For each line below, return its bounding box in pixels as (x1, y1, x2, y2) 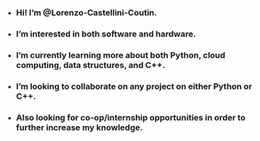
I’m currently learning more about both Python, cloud (15, 49, 226, 60)
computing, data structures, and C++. (15, 59, 165, 70)
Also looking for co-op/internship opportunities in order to (15, 112, 246, 123)
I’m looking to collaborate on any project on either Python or (15, 81, 253, 92)
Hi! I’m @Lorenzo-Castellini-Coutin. (15, 7, 157, 18)
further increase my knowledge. (15, 122, 143, 133)
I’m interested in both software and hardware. (15, 28, 196, 39)
